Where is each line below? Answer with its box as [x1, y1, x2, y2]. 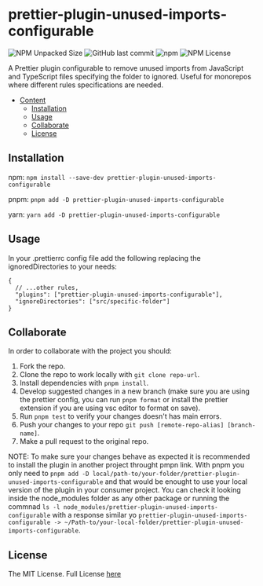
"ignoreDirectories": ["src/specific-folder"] [15, 297, 170, 306]
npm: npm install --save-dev [8, 172, 104, 181]
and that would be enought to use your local [104, 477, 248, 486]
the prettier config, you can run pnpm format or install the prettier [19, 395, 228, 405]
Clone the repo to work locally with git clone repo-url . [19, 370, 200, 379]
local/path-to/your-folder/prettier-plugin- [92, 470, 241, 478]
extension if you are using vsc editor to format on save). [19, 403, 201, 413]
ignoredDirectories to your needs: [8, 262, 118, 271]
